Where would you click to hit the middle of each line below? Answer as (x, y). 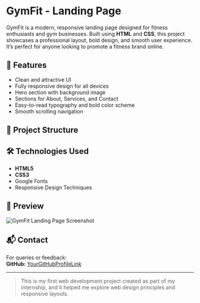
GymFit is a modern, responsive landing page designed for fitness (87, 27)
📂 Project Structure (42, 130)
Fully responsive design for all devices (62, 86)
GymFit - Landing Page (64, 11)
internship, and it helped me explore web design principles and (98, 287)
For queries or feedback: (37, 257)
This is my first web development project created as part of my (98, 281)
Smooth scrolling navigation (49, 111)
